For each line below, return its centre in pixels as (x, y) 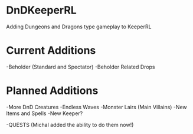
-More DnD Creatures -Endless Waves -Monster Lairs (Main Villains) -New (97, 107)
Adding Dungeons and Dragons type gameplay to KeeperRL (79, 27)
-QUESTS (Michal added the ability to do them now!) (70, 125)
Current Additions (51, 50)
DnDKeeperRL (41, 10)
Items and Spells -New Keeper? (45, 113)
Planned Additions (52, 91)
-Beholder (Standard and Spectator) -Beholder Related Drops (81, 67)
